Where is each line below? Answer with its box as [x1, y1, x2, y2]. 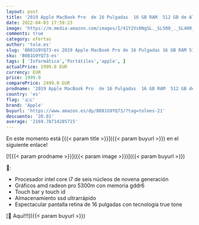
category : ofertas [6, 36, 52, 42]
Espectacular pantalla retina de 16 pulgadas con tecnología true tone [14, 201, 182, 208]
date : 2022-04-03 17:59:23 [6, 20, 73, 25]
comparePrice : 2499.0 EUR [6, 81, 70, 86]
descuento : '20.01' [6, 113, 54, 119]
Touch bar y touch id [14, 188, 66, 195]
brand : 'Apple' [6, 102, 44, 108]
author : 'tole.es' [6, 42, 52, 48]
